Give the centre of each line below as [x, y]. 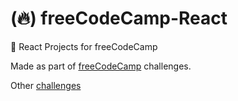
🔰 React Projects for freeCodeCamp [84, 46]
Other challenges [46, 85]
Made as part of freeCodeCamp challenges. [101, 66]
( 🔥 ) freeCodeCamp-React [119, 18]
